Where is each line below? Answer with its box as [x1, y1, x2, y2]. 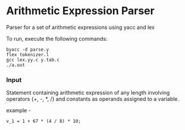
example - [6, 107, 32, 114]
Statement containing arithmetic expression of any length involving [6, 89, 170, 96]
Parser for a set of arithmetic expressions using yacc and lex [6, 24, 155, 31]
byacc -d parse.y [6, 46, 49, 53]
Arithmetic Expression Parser [6, 4, 155, 18]
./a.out [6, 62, 26, 68]
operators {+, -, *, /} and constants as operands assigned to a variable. [6, 96, 180, 103]
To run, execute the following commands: [6, 35, 108, 42]
